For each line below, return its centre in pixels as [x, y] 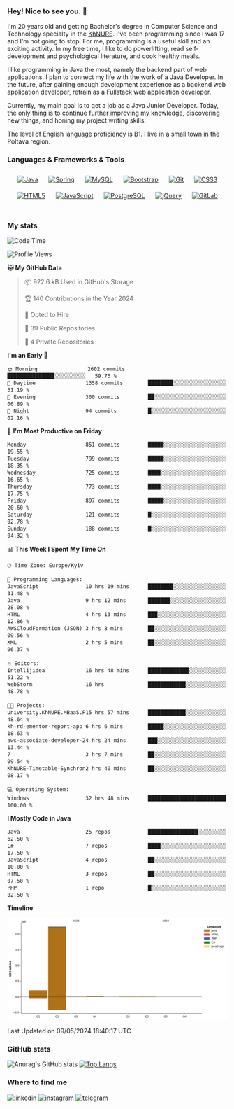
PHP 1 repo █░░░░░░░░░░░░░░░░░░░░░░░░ [117, 888]
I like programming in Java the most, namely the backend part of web [107, 70]
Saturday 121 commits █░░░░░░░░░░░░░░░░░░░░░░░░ [117, 515]
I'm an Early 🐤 [28, 355]
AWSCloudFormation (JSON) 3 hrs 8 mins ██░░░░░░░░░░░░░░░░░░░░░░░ [117, 628]
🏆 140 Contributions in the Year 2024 [79, 298]
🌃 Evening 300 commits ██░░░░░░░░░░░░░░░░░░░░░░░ [117, 397]
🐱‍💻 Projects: [26, 705]
